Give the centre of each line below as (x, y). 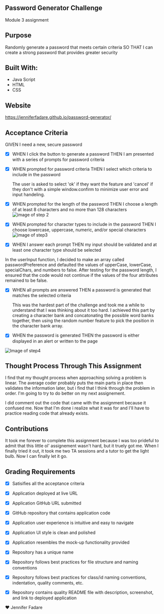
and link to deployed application (44, 598)
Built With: (22, 68)
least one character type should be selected (57, 250)
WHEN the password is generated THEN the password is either (76, 335)
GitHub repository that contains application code (61, 513)
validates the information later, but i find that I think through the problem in (80, 388)
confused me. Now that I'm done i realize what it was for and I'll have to (77, 408)
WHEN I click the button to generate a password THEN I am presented (83, 154)
